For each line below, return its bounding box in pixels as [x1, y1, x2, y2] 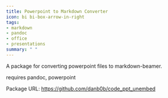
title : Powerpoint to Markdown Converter [6, 8, 108, 15]
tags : [6, 19, 19, 25]
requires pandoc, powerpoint [6, 73, 76, 80]
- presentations [6, 41, 45, 47]
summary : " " [6, 47, 38, 52]
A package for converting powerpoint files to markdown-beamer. [6, 62, 162, 69]
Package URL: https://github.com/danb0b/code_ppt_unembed [6, 85, 156, 92]
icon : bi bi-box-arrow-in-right [6, 14, 85, 20]
